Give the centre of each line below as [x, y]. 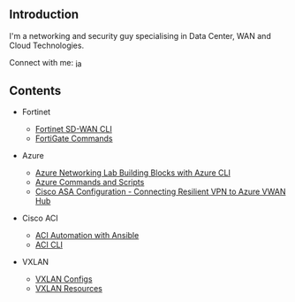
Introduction [44, 15]
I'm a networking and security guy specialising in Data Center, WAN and [140, 35]
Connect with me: [41, 62]
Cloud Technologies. [47, 45]
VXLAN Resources [69, 289]
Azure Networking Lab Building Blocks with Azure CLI [133, 173]
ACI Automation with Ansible [87, 236]
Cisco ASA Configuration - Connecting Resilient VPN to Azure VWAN [160, 192]
